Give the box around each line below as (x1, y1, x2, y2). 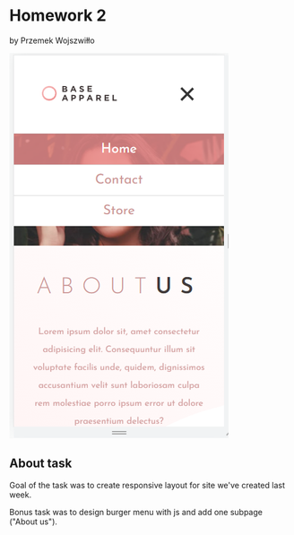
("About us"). (9, 516, 58, 527)
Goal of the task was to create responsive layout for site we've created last (9, 479, 285, 490)
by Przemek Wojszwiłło (9, 35, 96, 46)
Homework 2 (9, 5, 107, 26)
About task (9, 456, 73, 471)
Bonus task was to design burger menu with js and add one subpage (9, 506, 263, 517)
